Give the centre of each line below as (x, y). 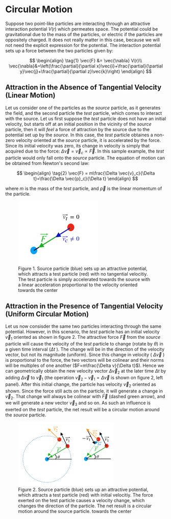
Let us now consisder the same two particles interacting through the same (83, 326)
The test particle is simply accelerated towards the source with (84, 279)
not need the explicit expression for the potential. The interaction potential (83, 45)
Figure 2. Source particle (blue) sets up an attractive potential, (83, 490)
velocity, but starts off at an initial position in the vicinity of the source (78, 124)
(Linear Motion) (30, 95)
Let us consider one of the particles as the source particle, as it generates (83, 108)
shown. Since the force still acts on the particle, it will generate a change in (84, 391)
